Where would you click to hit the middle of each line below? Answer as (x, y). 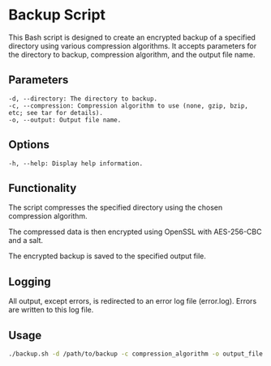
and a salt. (26, 240)
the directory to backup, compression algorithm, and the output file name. (132, 54)
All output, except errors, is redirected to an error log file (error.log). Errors (133, 301)
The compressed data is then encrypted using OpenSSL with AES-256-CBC (135, 232)
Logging (30, 281)
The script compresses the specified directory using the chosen (116, 207)
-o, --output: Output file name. (65, 120)
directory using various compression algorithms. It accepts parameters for (133, 45)
